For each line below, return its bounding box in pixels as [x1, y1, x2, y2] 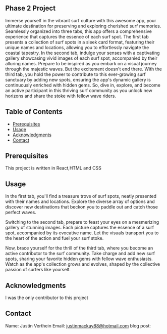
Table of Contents [5, 107, 63, 116]
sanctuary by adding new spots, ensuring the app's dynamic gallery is [5, 76, 151, 82]
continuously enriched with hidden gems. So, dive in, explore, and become [5, 82, 160, 88]
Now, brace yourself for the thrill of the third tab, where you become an [5, 245, 153, 251]
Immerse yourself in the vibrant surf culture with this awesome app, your [5, 17, 156, 23]
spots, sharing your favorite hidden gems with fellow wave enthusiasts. [5, 256, 153, 262]
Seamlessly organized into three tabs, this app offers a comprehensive [5, 28, 152, 34]
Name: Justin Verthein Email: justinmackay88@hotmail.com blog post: [5, 322, 151, 328]
